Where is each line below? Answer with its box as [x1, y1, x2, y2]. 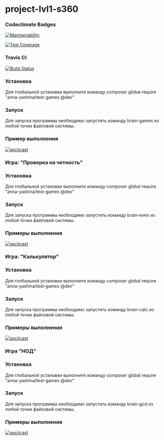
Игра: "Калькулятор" [5, 253, 59, 260]
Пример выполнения [5, 135, 59, 142]
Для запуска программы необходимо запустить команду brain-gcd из [5, 401, 154, 407]
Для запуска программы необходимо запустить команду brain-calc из [5, 307, 154, 312]
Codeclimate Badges [5, 21, 56, 28]
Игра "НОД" [5, 348, 36, 355]
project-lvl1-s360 [5, 3, 79, 15]
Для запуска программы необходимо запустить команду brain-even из [5, 212, 156, 218]
